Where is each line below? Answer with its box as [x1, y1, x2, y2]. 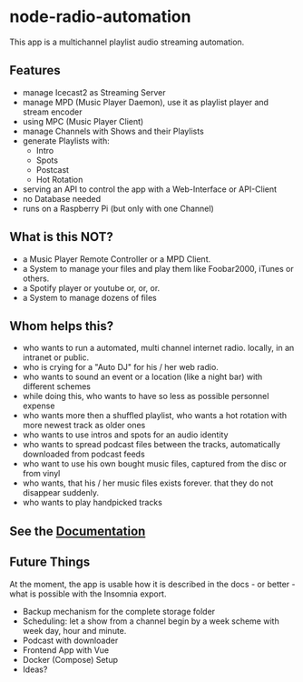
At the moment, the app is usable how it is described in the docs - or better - [9, 578, 296, 589]
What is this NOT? [9, 229, 113, 245]
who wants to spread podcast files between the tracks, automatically [22, 439, 281, 450]
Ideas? [22, 664, 48, 675]
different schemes [22, 381, 91, 392]
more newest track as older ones [22, 420, 146, 431]
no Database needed [22, 193, 102, 204]
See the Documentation [9, 523, 146, 538]
